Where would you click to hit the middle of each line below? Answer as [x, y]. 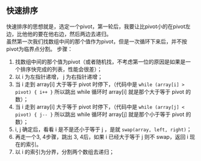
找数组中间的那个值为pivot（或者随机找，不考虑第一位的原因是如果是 [100, 61]
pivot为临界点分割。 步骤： [40, 49]
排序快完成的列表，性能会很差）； [61, 69]
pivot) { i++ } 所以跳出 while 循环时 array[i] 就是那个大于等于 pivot [100, 91]
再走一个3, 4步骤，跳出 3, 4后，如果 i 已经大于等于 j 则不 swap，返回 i [101, 136]
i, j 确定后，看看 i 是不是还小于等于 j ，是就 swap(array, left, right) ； [103, 129]
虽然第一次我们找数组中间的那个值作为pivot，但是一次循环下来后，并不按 [97, 41]
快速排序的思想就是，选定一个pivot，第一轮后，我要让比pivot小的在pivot [96, 26]
